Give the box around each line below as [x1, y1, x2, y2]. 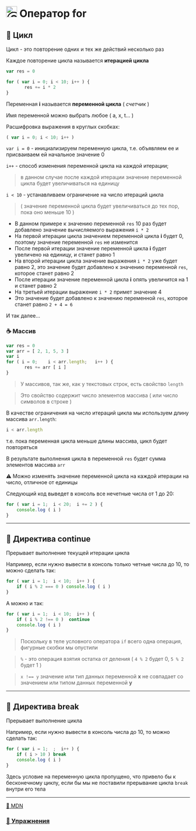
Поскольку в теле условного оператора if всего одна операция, [20, 638, 183, 645]
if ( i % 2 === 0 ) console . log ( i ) [16, 584, 111, 590]
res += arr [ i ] [24, 364, 66, 371]
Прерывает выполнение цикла [6, 717, 83, 725]
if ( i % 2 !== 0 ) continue [16, 616, 90, 622]
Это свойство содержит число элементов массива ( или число [20, 392, 178, 399]
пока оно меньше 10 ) [20, 209, 75, 216]
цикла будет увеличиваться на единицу [20, 180, 120, 187]
